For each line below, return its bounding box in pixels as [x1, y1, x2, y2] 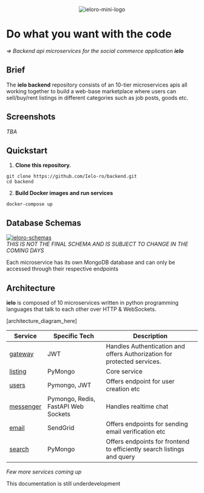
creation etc [106, 385, 140, 393]
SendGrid [47, 424, 75, 432]
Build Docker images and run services [15, 190, 114, 197]
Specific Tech [53, 332, 94, 340]
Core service [106, 367, 143, 375]
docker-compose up [6, 201, 53, 207]
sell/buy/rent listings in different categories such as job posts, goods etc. [6, 94, 189, 101]
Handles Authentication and [106, 342, 185, 350]
